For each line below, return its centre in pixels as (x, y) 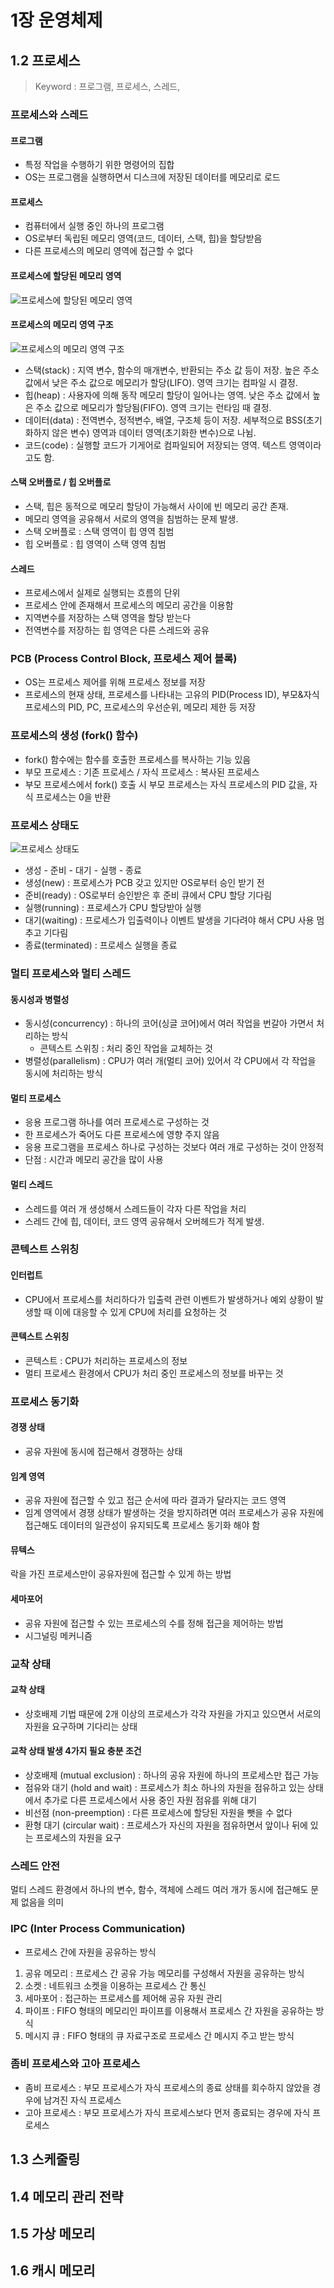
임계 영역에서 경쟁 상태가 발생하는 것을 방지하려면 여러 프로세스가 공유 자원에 (174, 1513)
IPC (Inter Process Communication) (98, 1929)
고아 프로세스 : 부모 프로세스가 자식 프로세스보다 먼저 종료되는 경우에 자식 (167, 2112)
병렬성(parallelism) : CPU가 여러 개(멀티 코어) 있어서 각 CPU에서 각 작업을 (170, 1061)
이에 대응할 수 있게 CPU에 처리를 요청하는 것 (141, 1312)
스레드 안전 (35, 1866)
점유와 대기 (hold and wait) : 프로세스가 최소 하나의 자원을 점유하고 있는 (165, 1787)
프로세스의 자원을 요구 (78, 1837)
